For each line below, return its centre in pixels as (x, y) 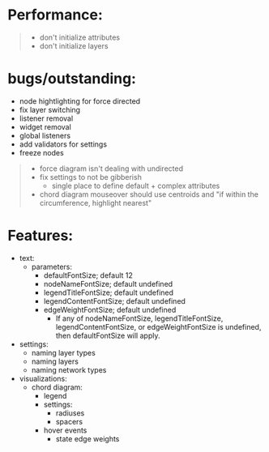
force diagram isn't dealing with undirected (111, 168)
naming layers (55, 361)
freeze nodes (41, 152)
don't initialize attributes (80, 37)
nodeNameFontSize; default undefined (108, 284)
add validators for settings (63, 144)
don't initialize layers (74, 45)
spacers (69, 421)
